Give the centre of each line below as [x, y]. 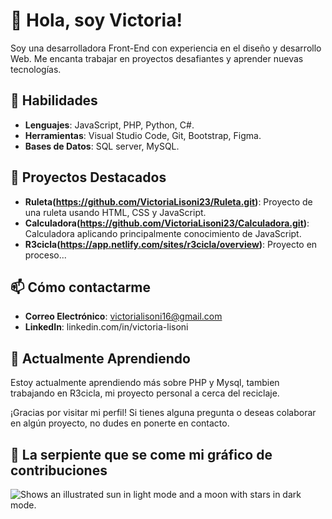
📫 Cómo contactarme [81, 287]
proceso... [45, 255]
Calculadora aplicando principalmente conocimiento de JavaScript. [163, 233]
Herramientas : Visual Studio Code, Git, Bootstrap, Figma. [143, 135]
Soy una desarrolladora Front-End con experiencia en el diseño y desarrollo [166, 48]
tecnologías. [36, 69]
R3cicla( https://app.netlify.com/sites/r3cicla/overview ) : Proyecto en [171, 244]
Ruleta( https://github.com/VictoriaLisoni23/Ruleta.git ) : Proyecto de [168, 201]
